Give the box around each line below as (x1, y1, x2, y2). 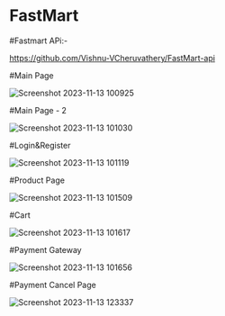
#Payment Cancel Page (9, 279, 96, 290)
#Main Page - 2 (9, 104, 67, 115)
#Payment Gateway (9, 244, 83, 255)
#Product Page (9, 175, 66, 185)
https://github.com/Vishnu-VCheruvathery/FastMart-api (9, 52, 216, 63)
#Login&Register (9, 140, 71, 150)
